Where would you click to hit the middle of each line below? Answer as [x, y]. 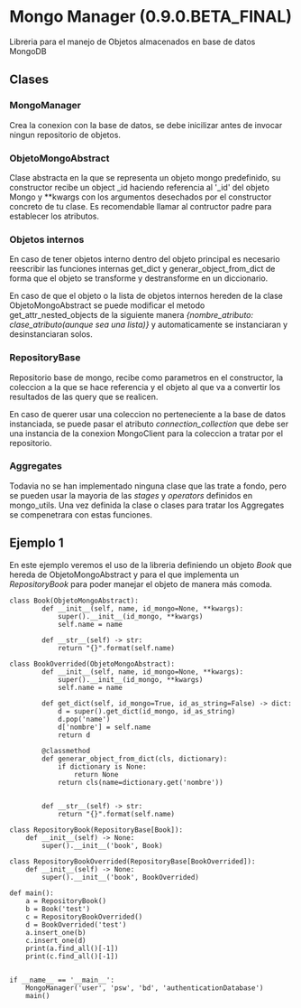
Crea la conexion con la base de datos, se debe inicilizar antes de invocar [146, 125]
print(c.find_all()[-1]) [72, 956]
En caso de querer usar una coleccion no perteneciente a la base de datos [148, 414]
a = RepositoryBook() [66, 901]
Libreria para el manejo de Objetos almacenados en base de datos [132, 42]
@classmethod [66, 751]
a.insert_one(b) [56, 932]
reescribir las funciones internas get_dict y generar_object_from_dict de [142, 269]
